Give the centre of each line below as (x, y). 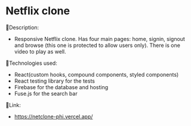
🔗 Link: (13, 105)
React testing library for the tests (54, 81)
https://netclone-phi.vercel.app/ (53, 116)
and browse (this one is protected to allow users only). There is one (97, 45)
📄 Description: (22, 27)
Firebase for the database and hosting (61, 87)
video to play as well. (40, 51)
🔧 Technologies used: (31, 63)
